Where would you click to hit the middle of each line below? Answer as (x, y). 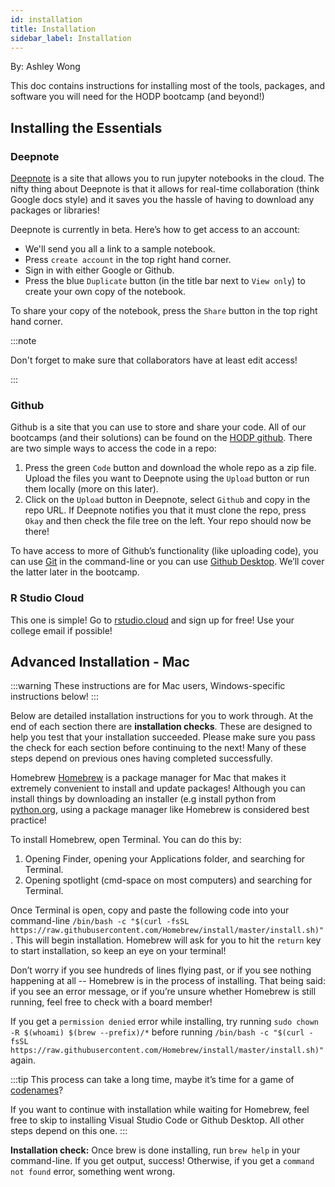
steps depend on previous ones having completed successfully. (141, 758)
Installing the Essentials (86, 127)
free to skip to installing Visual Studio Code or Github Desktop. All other (157, 1120)
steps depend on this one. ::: (69, 1131)
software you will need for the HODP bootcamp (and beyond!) (137, 97)
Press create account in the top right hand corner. (128, 260)
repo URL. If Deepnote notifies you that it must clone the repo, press (165, 510)
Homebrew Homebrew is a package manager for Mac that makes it (148, 778)
